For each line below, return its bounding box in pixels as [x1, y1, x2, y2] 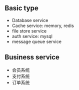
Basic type [4, 4, 38, 12]
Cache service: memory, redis [11, 22, 74, 28]
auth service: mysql [11, 33, 53, 39]
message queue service [11, 38, 62, 44]
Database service [11, 17, 48, 23]
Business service [4, 53, 59, 61]
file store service [11, 27, 47, 34]
